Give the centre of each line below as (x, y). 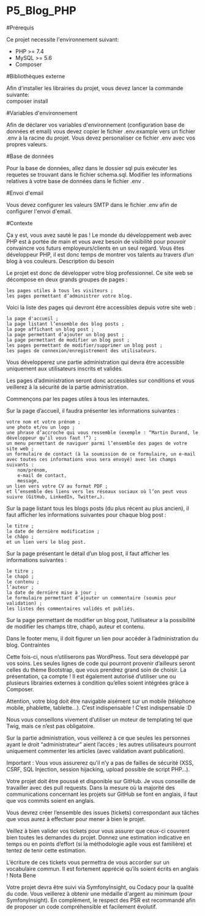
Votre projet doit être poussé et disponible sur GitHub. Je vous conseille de (101, 781)
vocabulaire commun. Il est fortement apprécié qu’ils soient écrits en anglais (102, 869)
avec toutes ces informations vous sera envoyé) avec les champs (91, 459)
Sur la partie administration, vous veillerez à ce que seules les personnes (98, 738)
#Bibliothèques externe (36, 76)
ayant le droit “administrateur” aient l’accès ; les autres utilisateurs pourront (101, 744)
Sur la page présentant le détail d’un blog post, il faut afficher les (88, 553)
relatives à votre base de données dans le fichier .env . (76, 181)
